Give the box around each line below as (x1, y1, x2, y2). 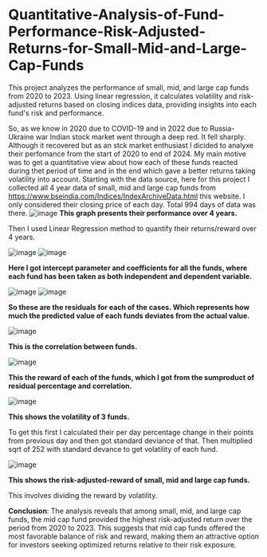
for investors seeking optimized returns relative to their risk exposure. (8, 539, 237, 549)
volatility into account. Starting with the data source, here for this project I (8, 174, 250, 184)
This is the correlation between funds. (8, 341, 138, 351)
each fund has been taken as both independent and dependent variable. (8, 271, 253, 280)
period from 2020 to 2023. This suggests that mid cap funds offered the (8, 523, 245, 532)
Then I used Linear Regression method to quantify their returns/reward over (8, 223, 257, 233)
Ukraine (8, 131, 34, 141)
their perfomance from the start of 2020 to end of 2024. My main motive (8, 149, 247, 159)
